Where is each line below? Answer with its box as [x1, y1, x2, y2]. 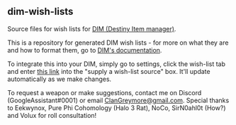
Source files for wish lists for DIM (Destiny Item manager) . [7, 24, 176, 33]
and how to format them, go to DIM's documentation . [7, 45, 162, 54]
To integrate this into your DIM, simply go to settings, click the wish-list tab [7, 60, 225, 68]
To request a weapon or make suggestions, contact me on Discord [7, 88, 202, 97]
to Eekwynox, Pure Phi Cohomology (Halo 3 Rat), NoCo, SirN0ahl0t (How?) [7, 103, 226, 112]
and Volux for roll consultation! [7, 111, 97, 119]
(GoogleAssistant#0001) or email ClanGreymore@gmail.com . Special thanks [7, 96, 230, 104]
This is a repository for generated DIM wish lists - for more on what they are [7, 38, 229, 47]
